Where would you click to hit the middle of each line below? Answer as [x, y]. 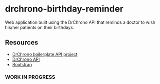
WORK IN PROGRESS [30, 77]
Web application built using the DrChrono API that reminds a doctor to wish [80, 22]
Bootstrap [22, 64]
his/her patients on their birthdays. [40, 27]
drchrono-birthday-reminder [64, 9]
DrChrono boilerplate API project [45, 54]
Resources [22, 43]
